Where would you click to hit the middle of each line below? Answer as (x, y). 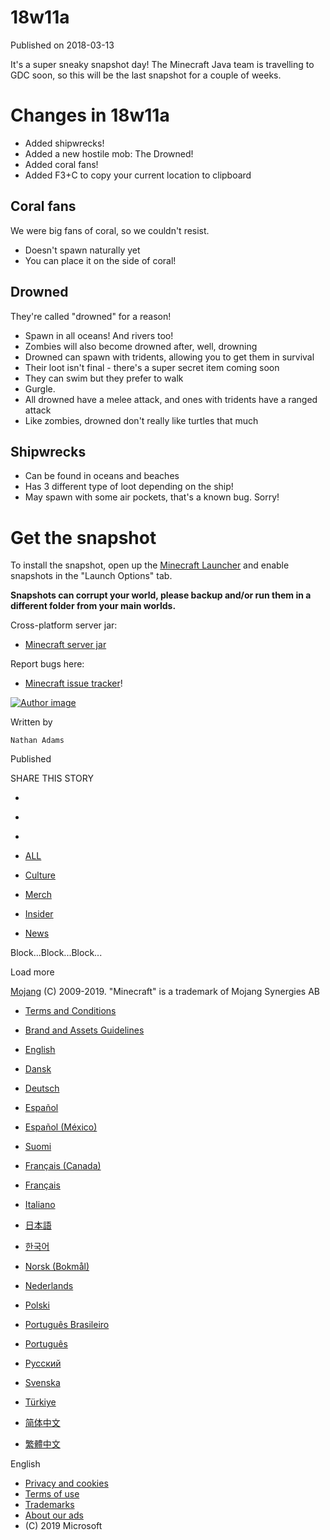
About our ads (54, 1515)
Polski (37, 1305)
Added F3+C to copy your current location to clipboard (138, 175)
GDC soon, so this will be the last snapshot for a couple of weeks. (146, 75)
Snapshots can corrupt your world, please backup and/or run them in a (161, 595)
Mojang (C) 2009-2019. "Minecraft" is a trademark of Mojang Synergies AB (165, 992)
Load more (32, 972)
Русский (43, 1363)
